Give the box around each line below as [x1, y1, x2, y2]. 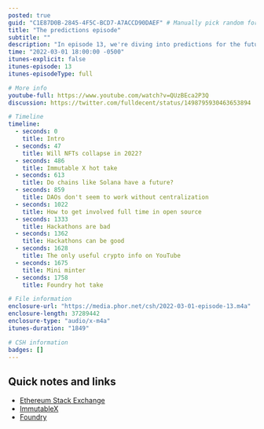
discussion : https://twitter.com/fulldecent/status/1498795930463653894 [8, 99, 251, 107]
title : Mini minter [22, 266, 86, 274]
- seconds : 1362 [15, 229, 68, 238]
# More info [8, 84, 47, 92]
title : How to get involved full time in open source [22, 207, 202, 216]
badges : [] [8, 346, 44, 354]
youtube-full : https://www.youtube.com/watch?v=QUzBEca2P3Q [8, 91, 210, 99]
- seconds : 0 [15, 127, 58, 136]
